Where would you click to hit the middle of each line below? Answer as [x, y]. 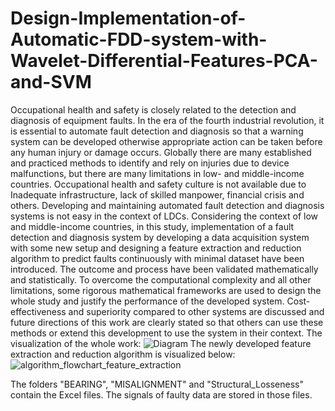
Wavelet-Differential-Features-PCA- [164, 61]
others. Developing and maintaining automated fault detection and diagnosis [167, 205]
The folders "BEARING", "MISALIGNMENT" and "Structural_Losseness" [157, 384]
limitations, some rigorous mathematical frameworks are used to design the [166, 290]
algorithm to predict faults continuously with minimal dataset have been [157, 258]
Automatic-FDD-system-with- [139, 39]
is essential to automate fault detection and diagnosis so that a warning [157, 131]
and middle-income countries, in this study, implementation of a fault [152, 226]
